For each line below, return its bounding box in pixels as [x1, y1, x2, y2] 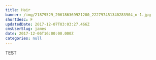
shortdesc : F [5, 17, 33, 22]
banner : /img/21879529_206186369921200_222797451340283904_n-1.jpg [5, 12, 151, 17]
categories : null [5, 36, 42, 41]
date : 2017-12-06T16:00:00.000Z [5, 31, 74, 36]
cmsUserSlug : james [5, 26, 47, 32]
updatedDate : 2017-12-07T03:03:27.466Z [5, 21, 90, 27]
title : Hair [5, 7, 30, 13]
